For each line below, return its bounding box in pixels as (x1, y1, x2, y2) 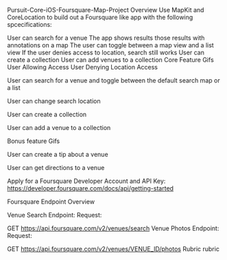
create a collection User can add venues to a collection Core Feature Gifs (7, 56, 214, 64)
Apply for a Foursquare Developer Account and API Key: (7, 177, 166, 185)
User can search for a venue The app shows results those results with (7, 34, 205, 42)
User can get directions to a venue (7, 164, 105, 171)
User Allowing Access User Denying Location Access (7, 63, 158, 71)
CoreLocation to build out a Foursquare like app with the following (7, 13, 193, 21)
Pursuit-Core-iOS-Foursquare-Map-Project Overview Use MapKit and (7, 6, 204, 14)
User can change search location (7, 97, 101, 105)
